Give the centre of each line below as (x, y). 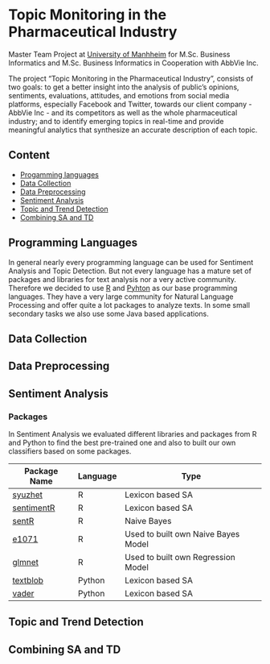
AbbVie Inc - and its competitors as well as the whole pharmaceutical (123, 112)
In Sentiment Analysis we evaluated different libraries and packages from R (133, 434)
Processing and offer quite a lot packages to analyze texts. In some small (129, 305)
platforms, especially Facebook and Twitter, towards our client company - (130, 104)
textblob (28, 580)
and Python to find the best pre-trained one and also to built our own (122, 443)
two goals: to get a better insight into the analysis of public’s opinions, (124, 87)
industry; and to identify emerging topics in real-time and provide (116, 121)
